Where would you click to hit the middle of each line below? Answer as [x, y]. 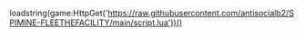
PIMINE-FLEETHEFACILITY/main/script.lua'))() [96, 23]
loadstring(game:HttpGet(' [59, 13]
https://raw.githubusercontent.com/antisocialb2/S [201, 13]
